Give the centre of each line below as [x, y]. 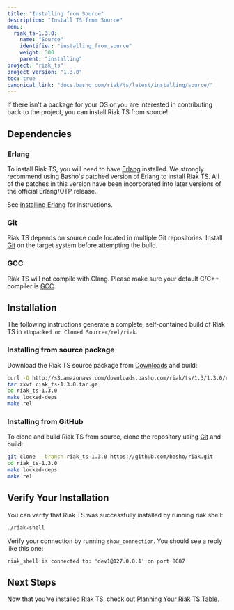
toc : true [22, 78]
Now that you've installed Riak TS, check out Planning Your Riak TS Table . [113, 599]
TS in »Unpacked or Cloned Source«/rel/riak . [72, 332]
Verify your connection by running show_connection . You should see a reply [115, 541]
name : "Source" [42, 40]
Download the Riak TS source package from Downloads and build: [102, 365]
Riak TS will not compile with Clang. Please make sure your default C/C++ [113, 279]
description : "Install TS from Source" [65, 20]
